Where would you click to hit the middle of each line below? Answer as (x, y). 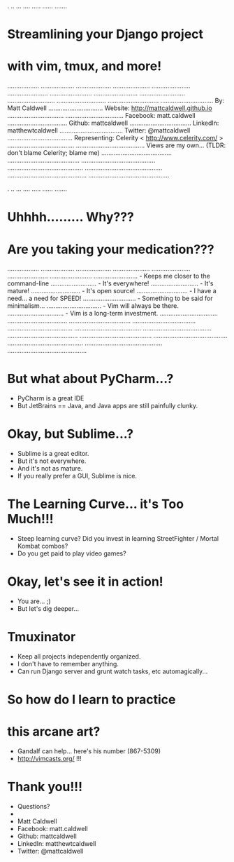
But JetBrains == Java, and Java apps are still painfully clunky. (108, 406)
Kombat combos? (43, 546)
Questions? (34, 806)
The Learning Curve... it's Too (95, 504)
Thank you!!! (45, 787)
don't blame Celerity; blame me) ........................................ (90, 153)
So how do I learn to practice (92, 700)
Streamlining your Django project (105, 34)
